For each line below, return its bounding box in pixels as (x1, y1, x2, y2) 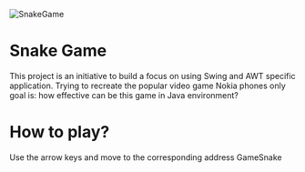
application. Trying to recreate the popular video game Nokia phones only (9, 80, 287, 91)
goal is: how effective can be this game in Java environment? (9, 89, 239, 100)
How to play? (9, 122, 110, 143)
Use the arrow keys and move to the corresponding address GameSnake (9, 151, 282, 163)
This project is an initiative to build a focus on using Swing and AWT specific (9, 70, 296, 81)
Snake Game (9, 41, 107, 61)
